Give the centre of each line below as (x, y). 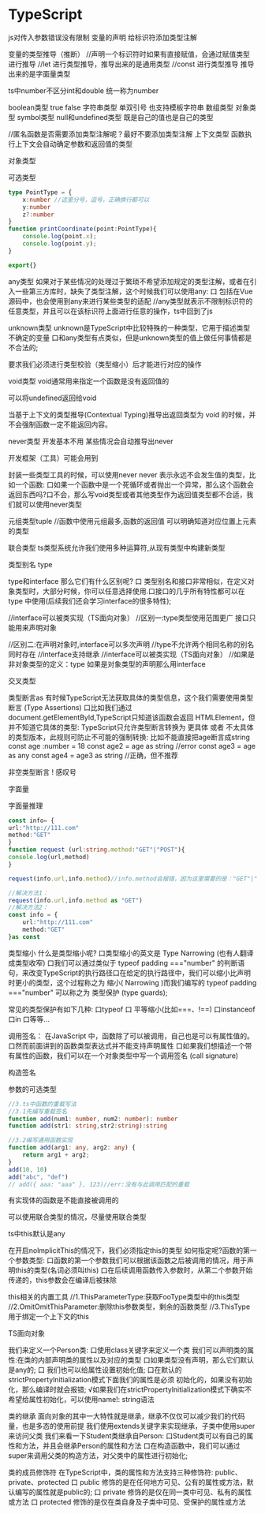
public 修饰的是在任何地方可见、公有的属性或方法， (163, 1482)
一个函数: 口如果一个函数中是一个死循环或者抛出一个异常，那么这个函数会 (134, 484)
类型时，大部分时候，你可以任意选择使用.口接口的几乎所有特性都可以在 (130, 591)
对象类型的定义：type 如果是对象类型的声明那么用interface (110, 664)
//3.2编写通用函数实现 (41, 1140)
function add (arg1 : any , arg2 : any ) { (72, 1148)
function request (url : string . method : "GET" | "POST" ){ (97, 850)
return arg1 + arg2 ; (56, 1155)
